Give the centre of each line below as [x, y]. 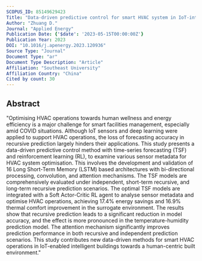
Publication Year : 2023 [36, 40]
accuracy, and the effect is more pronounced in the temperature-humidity [98, 220]
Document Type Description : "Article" [55, 62]
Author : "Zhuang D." [32, 23]
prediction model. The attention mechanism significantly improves [88, 227]
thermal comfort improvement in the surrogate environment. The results [95, 207]
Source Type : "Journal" [36, 51]
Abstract [23, 103]
